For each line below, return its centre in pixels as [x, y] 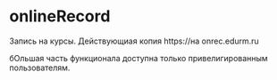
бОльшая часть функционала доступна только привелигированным [138, 58]
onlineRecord [60, 16]
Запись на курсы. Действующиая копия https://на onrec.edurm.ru [134, 41]
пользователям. [40, 68]
